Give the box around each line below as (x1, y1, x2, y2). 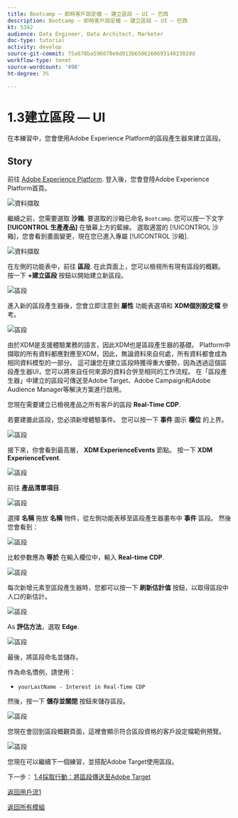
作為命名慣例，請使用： (7, 668, 76, 677)
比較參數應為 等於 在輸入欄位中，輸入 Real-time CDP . (7, 553, 165, 561)
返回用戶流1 (7, 788, 41, 797)
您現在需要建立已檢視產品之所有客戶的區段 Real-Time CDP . (7, 400, 181, 409)
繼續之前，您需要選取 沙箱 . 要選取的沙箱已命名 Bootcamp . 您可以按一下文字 (7, 214, 225, 223)
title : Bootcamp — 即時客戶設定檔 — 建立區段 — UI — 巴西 (7, 10, 169, 18)
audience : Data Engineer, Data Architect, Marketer (7, 30, 163, 38)
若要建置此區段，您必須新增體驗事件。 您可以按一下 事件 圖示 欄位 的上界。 (7, 415, 228, 424)
